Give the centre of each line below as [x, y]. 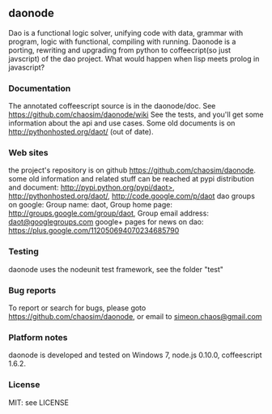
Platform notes [38, 337]
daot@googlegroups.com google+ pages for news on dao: [106, 222]
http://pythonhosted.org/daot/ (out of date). [81, 132]
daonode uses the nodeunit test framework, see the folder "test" [116, 269]
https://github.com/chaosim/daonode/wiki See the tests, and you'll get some [136, 115]
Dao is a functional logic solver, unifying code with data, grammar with [126, 32]
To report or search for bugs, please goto [77, 308]
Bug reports [32, 290]
